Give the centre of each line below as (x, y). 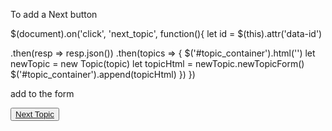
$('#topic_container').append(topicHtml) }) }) (103, 74)
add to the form (42, 93)
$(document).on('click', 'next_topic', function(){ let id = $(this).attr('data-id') (166, 33)
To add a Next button (54, 14)
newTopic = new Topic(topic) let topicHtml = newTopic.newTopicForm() (157, 63)
